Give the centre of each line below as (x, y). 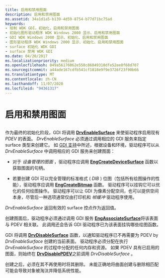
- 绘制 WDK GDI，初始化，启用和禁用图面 (42, 28)
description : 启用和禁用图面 (33, 14)
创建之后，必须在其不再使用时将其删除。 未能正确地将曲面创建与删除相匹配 (82, 265)
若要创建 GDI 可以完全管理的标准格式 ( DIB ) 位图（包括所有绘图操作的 (84, 179)
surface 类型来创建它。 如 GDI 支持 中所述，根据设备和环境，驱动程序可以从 (82, 145)
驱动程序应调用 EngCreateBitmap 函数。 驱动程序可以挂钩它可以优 (92, 185)
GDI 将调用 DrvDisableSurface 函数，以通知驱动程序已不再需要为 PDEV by (82, 235)
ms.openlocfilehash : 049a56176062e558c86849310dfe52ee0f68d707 (72, 65)
